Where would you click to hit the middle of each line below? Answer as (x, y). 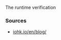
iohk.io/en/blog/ (29, 32)
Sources (16, 21)
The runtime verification (31, 7)
